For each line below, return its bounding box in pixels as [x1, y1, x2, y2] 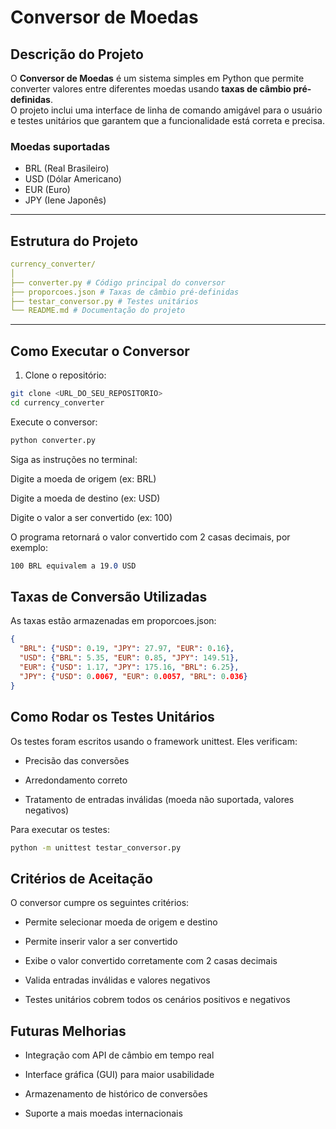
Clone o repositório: [24, 369, 107, 381]
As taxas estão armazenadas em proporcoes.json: [10, 615, 217, 627]
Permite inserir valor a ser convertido [24, 936, 178, 948]
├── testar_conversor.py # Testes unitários [10, 296, 199, 306]
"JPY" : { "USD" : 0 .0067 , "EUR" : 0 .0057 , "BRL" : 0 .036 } [19, 671, 248, 681]
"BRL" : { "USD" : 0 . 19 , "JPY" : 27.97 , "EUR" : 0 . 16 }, [19, 644, 235, 654]
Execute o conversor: [10, 416, 98, 428]
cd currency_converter [10, 398, 105, 408]
